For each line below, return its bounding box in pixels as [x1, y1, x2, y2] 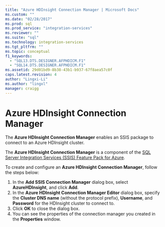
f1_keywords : [5, 53, 32, 59]
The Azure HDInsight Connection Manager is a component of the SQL [5, 149, 151, 155]
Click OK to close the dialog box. [12, 206, 80, 212]
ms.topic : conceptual [5, 49, 50, 54]
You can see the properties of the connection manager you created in [12, 211, 156, 217]
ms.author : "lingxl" [5, 81, 48, 86]
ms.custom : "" [5, 12, 35, 17]
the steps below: [5, 170, 39, 176]
